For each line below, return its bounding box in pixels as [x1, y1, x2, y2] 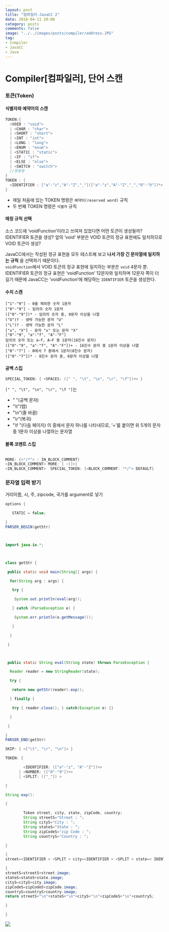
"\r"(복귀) [12, 416, 32, 422]
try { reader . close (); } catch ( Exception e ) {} [12, 705, 114, 710]
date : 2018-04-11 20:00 [5, 17, 55, 22]
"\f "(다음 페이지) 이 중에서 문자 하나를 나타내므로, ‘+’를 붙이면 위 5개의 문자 [12, 422, 161, 428]
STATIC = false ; [12, 511, 46, 516]
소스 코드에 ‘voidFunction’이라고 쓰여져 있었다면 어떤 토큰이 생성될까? [5, 228, 142, 234]
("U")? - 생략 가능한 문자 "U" [5, 317, 63, 322]
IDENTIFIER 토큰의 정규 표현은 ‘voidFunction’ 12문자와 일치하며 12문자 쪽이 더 [5, 270, 159, 276]
